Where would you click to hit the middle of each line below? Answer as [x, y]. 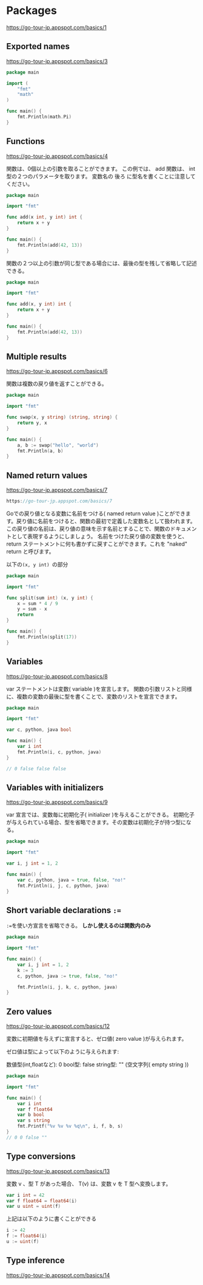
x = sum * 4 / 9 [38, 603]
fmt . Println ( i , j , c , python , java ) [64, 886]
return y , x [32, 423]
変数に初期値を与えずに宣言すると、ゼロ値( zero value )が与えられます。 [97, 1039]
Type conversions [41, 1156]
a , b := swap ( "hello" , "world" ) [58, 445]
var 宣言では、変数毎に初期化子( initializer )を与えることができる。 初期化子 [101, 815]
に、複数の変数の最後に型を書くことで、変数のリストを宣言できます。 [93, 696]
